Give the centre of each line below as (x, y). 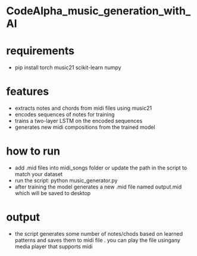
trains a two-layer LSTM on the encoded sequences (79, 121)
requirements (40, 51)
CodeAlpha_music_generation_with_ (98, 11)
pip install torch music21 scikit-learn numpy (68, 67)
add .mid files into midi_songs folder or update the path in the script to (101, 168)
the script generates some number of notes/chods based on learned (99, 233)
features (28, 92)
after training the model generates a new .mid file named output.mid (98, 187)
